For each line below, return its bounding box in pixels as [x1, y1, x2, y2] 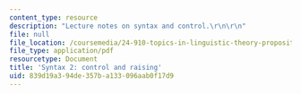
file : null [9, 30, 50, 38]
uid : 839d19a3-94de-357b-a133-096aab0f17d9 [9, 72, 175, 81]
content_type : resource [9, 13, 99, 22]
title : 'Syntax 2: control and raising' [9, 64, 163, 73]
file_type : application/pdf [9, 47, 115, 56]
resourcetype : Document [9, 55, 99, 64]
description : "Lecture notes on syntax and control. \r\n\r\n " [9, 21, 246, 30]
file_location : [9, 38, 66, 47]
